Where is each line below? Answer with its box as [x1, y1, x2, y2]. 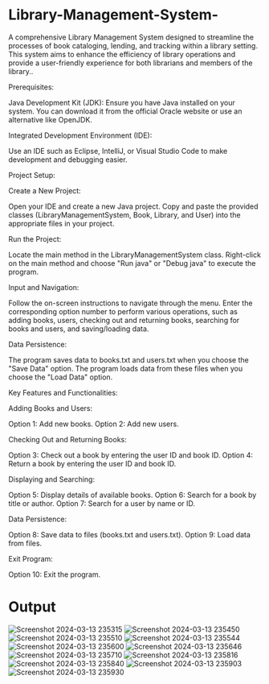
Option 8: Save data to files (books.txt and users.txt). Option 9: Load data [8, 529, 251, 539]
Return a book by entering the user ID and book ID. [8, 458, 177, 468]
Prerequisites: [8, 82, 55, 92]
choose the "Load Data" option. [8, 372, 113, 382]
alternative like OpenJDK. [8, 114, 92, 124]
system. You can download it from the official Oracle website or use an [8, 106, 243, 116]
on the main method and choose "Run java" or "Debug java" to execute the [8, 258, 256, 267]
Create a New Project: [8, 185, 82, 195]
